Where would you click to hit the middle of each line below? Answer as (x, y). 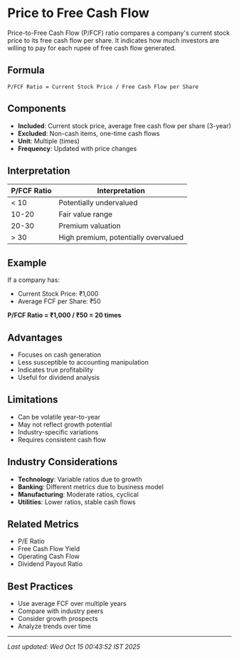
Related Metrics (43, 524)
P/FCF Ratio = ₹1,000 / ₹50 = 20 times (64, 315)
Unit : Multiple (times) (49, 141)
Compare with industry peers (60, 611)
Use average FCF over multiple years (72, 604)
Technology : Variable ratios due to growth (80, 479)
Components (37, 109)
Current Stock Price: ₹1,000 (58, 294)
